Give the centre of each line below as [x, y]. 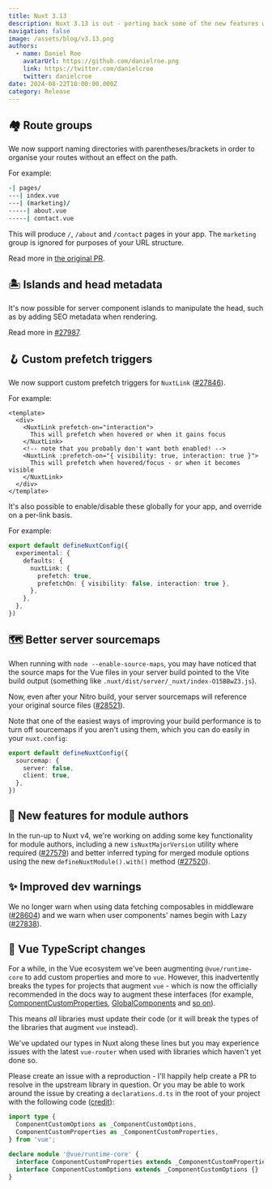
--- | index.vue [34, 196]
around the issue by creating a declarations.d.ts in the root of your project [134, 1093]
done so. [23, 1061]
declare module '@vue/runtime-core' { [74, 1154]
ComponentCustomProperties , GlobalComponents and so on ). [112, 1003]
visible [21, 470]
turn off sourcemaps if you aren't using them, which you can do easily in [129, 729]
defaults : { [43, 561]
